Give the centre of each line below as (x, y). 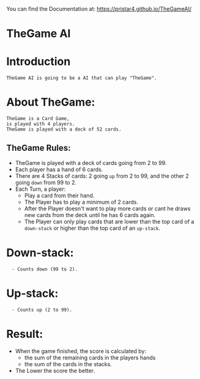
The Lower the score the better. (55, 370)
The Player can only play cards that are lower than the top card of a (109, 221)
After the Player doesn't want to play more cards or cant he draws (107, 209)
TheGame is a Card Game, (38, 119)
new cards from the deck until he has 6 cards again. (90, 215)
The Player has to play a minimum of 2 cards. (81, 202)
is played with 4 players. (41, 124)
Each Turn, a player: (40, 189)
